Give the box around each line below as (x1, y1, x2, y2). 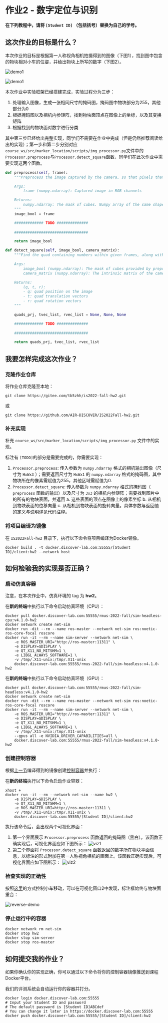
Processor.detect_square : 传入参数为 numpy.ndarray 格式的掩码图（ (12, 484, 151, 490)
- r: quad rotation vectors (23, 298, 81, 303)
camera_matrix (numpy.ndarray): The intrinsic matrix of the (23, 271, 153, 276)
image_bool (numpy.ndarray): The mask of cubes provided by (23, 266, 151, 271)
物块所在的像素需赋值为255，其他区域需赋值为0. (12, 478, 112, 484)
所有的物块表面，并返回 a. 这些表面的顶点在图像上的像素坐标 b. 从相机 (16, 496, 161, 502)
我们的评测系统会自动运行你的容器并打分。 (5, 985, 93, 991)
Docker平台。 (5, 975, 33, 981)
